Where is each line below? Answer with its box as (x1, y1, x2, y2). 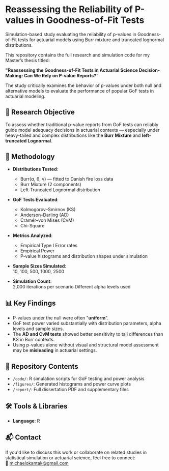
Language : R (12, 418, 40, 424)
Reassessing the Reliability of (5, 4, 133, 15)
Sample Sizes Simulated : (12, 263, 66, 269)
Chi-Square (20, 222, 45, 228)
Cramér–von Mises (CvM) (20, 217, 74, 223)
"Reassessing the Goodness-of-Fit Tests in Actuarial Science (5, 67, 138, 73)
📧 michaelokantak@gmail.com (5, 460, 69, 466)
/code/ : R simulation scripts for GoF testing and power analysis (12, 375, 145, 382)
